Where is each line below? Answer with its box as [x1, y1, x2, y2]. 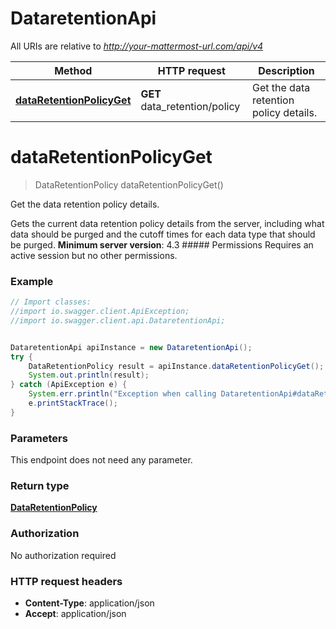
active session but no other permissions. [10, 249, 178, 261]
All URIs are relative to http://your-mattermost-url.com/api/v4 [10, 40, 264, 52]
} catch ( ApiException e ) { [10, 380, 128, 390]
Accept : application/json [24, 607, 127, 619]
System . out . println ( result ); [28, 370, 150, 381]
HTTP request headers [10, 574, 123, 588]
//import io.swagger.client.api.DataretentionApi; [10, 315, 226, 326]
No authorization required [10, 549, 117, 561]
